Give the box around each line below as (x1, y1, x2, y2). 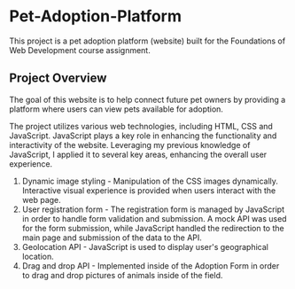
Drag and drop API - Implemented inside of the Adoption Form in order (21, 260, 280, 271)
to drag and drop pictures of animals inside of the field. (21, 269, 223, 280)
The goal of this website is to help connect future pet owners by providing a (9, 94, 286, 105)
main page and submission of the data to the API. (21, 232, 202, 243)
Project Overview (9, 71, 107, 86)
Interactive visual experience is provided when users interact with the (21, 184, 276, 196)
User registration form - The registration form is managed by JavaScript (21, 204, 285, 215)
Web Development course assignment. (9, 44, 151, 55)
